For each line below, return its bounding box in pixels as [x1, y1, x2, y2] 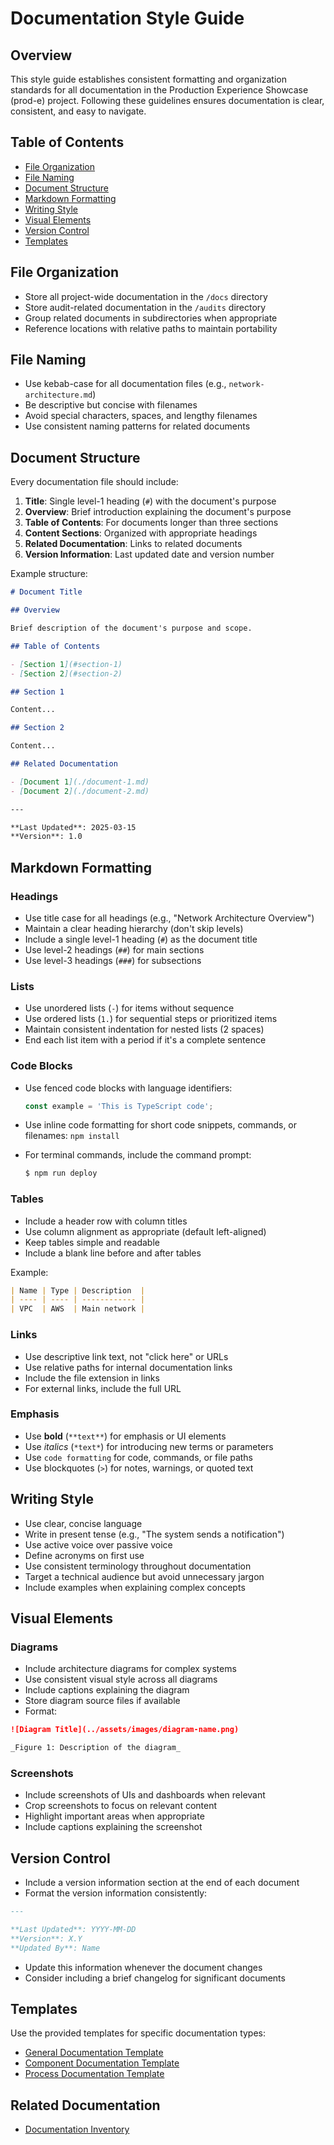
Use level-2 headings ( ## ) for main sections [24, 943, 205, 956]
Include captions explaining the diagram [24, 1684, 190, 1696]
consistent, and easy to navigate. [10, 105, 147, 117]
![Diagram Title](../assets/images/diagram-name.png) [10, 1725, 240, 1735]
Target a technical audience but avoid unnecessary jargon [24, 1570, 265, 1582]
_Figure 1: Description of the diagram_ [10, 1743, 182, 1753]
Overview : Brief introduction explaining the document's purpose [24, 506, 292, 518]
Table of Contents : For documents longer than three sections [24, 517, 279, 529]
